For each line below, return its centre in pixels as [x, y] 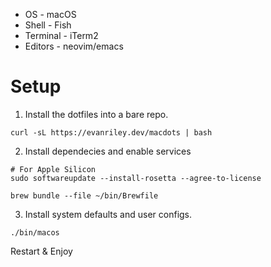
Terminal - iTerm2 [61, 35]
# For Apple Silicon [53, 169]
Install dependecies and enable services [108, 151]
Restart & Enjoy [41, 251]
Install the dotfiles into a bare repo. [96, 114]
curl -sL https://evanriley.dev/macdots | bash [111, 132]
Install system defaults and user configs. [108, 214]
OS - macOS [50, 14]
